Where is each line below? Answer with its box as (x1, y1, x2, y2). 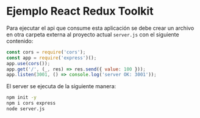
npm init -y (6, 94, 37, 101)
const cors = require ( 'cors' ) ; (6, 49, 86, 55)
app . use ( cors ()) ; (6, 60, 51, 66)
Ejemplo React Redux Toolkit (6, 4, 154, 18)
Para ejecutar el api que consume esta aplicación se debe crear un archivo (6, 24, 195, 32)
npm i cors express (6, 100, 56, 106)
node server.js (6, 106, 45, 112)
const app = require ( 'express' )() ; (6, 55, 97, 61)
